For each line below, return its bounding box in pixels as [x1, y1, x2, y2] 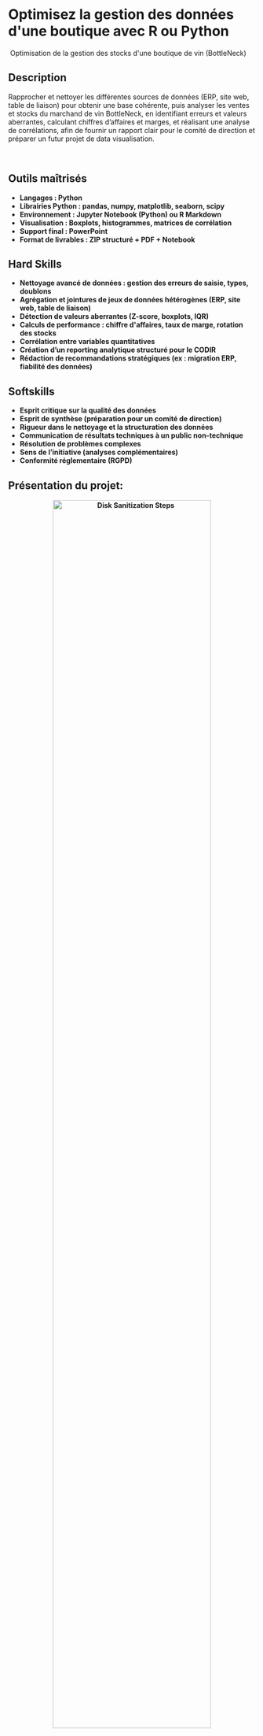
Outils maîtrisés [8, 172, 88, 186]
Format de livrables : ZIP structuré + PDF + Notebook [19, 235, 195, 244]
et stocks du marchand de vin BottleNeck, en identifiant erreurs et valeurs [8, 109, 247, 118]
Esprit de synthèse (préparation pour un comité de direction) [19, 414, 222, 424]
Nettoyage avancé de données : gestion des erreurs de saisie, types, [19, 278, 249, 288]
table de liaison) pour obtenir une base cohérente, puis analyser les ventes [8, 100, 250, 109]
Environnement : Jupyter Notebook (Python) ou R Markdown [19, 209, 222, 219]
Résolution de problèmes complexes [19, 439, 141, 449]
